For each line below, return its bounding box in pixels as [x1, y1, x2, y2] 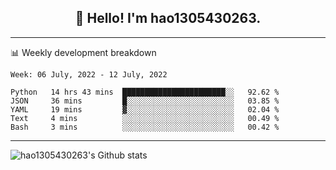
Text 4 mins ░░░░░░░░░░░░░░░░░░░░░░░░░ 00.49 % [10, 113, 280, 123]
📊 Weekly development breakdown [10, 46, 157, 58]
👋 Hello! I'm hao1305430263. [74, 10, 262, 27]
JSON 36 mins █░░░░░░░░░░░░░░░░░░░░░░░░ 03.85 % [10, 96, 280, 106]
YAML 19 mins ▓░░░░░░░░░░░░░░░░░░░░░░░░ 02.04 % [10, 104, 280, 115]
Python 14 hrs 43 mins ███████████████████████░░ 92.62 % [10, 87, 280, 97]
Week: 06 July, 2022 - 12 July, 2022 [10, 69, 168, 80]
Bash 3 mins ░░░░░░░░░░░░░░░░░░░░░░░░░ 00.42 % [10, 122, 280, 132]
